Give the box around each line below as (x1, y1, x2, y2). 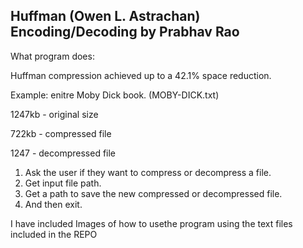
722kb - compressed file (10, 127, 112, 139)
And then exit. (24, 198, 83, 210)
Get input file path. (24, 177, 102, 189)
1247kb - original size (10, 108, 99, 120)
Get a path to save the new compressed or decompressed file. (24, 187, 283, 199)
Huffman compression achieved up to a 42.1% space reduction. (10, 69, 272, 81)
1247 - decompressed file (10, 147, 117, 159)
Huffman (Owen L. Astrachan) (10, 8, 201, 25)
